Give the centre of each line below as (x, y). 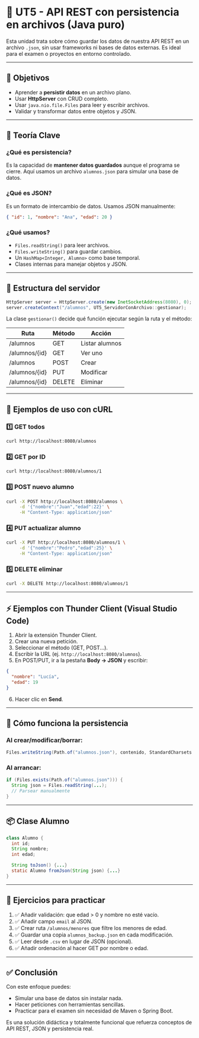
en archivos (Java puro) (66, 25)
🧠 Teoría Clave (33, 136)
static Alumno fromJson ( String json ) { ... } (66, 871)
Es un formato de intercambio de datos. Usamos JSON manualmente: (91, 206)
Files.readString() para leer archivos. (62, 245)
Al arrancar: (24, 768)
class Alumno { (25, 838)
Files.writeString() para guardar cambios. (68, 251)
